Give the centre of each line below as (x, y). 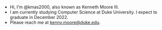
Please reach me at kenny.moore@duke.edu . (55, 22)
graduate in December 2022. (39, 17)
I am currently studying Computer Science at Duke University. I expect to (83, 12)
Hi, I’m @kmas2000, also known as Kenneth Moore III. (64, 7)
